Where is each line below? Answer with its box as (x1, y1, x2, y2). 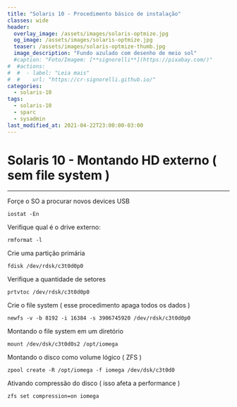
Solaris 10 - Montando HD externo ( (7, 152, 217, 168)
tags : (7, 96, 23, 103)
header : (7, 23, 30, 30)
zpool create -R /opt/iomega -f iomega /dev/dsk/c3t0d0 (7, 367, 175, 374)
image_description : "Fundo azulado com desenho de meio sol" (13, 50, 197, 57)
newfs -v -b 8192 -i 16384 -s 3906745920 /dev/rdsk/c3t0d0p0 (7, 315, 191, 322)
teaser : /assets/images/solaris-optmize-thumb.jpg (13, 43, 166, 50)
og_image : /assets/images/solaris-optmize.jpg (13, 37, 153, 44)
